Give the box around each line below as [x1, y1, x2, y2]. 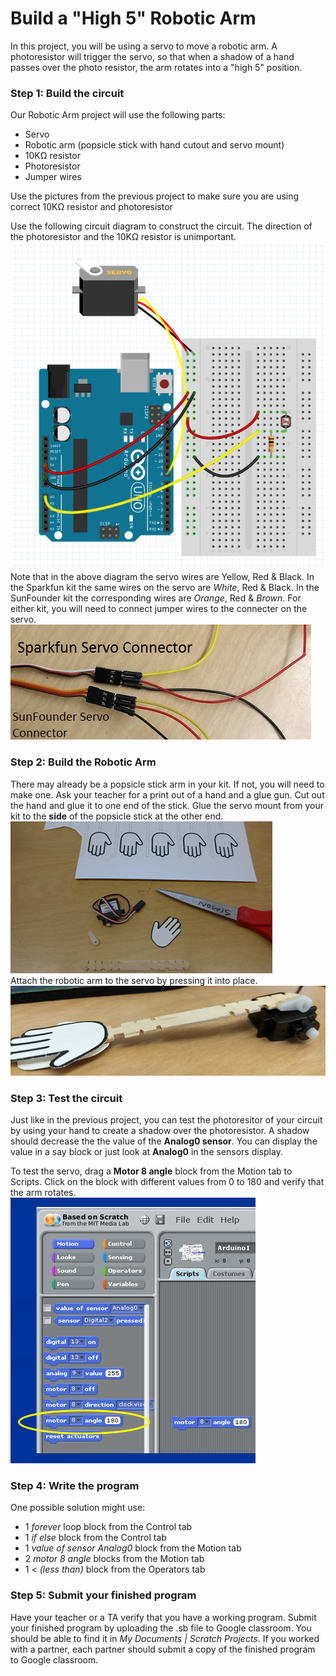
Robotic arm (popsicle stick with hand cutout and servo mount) [24, 139, 285, 151]
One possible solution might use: [10, 1502, 146, 1514]
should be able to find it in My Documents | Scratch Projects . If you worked [10, 1632, 320, 1644]
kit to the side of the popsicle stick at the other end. [10, 810, 224, 822]
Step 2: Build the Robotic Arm [10, 755, 157, 769]
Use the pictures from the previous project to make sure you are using [10, 190, 300, 202]
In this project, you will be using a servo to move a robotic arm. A [10, 40, 278, 52]
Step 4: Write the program [10, 1478, 140, 1492]
